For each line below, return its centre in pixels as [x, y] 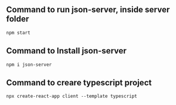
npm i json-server [29, 65]
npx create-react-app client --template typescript [72, 96]
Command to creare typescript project [79, 83]
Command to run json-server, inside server [88, 10]
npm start [18, 33]
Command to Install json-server [67, 51]
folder [18, 19]
